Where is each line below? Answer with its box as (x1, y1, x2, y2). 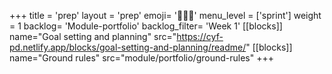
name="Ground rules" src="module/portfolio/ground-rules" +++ (9, 52, 274, 64)
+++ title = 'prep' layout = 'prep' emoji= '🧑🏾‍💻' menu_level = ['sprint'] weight (9, 10, 322, 21)
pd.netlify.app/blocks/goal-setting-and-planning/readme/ (9, 41, 247, 53)
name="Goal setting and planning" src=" (9, 31, 177, 42)
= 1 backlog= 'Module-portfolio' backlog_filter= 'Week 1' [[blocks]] (9, 20, 283, 32)
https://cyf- (176, 31, 224, 42)
